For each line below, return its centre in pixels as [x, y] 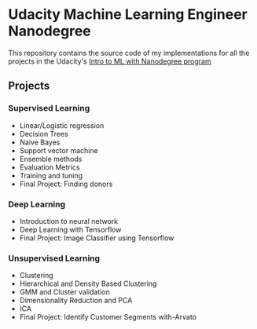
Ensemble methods [51, 159]
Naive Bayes [40, 142]
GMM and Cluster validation [64, 292]
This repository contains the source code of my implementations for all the [129, 53]
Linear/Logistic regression [62, 125]
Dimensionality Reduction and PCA [76, 301]
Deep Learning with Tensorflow [70, 229]
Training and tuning [51, 175]
